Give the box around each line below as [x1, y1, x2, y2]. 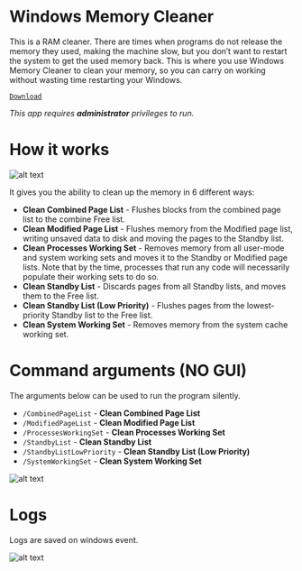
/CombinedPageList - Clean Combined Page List [22, 408, 201, 419]
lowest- [246, 299, 275, 310]
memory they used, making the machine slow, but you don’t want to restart [9, 45, 288, 56]
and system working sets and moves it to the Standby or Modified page [22, 252, 288, 262]
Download [9, 92, 42, 101]
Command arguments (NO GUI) [9, 361, 248, 381]
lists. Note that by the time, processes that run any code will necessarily [22, 262, 290, 272]
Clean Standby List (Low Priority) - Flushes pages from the [22, 299, 245, 310]
